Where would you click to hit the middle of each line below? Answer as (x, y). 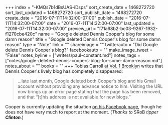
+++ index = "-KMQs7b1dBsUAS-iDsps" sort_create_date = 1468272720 (80, 7)
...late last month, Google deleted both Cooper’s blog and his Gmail (87, 81)
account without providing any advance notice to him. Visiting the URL (90, 86)
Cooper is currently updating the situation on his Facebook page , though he (83, 107)
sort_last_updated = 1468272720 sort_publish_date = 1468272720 (73, 13)
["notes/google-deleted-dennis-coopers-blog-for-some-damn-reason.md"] (83, 60)
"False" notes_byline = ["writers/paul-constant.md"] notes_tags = (73, 55)
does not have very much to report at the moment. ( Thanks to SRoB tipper (82, 112)
